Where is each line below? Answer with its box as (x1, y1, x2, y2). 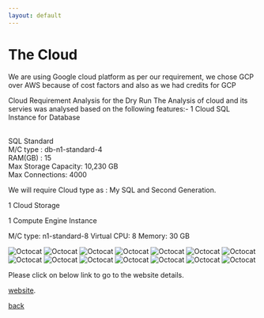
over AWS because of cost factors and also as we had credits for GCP (8, 80, 236, 89)
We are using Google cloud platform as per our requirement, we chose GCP (8, 72, 255, 81)
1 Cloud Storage (8, 200, 61, 210)
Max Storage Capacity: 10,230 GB (8, 161, 119, 171)
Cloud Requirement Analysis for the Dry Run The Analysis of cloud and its (8, 96, 248, 105)
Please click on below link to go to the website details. (8, 270, 184, 279)
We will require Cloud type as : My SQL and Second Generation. (8, 185, 217, 195)
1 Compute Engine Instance (8, 215, 97, 225)
